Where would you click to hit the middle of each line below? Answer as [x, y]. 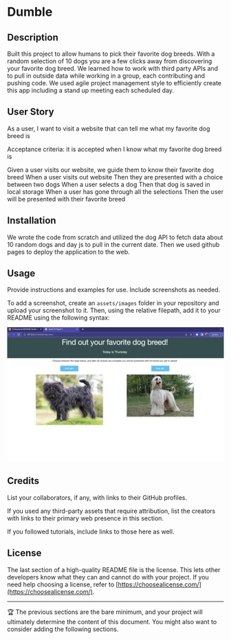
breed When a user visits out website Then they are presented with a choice [115, 177]
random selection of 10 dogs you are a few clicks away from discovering [110, 61]
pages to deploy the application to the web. [69, 252]
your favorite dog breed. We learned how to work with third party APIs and [113, 68]
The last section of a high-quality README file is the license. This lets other [114, 570]
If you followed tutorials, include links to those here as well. [91, 531]
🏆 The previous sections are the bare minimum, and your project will [105, 612]
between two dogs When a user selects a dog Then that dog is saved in [109, 184]
